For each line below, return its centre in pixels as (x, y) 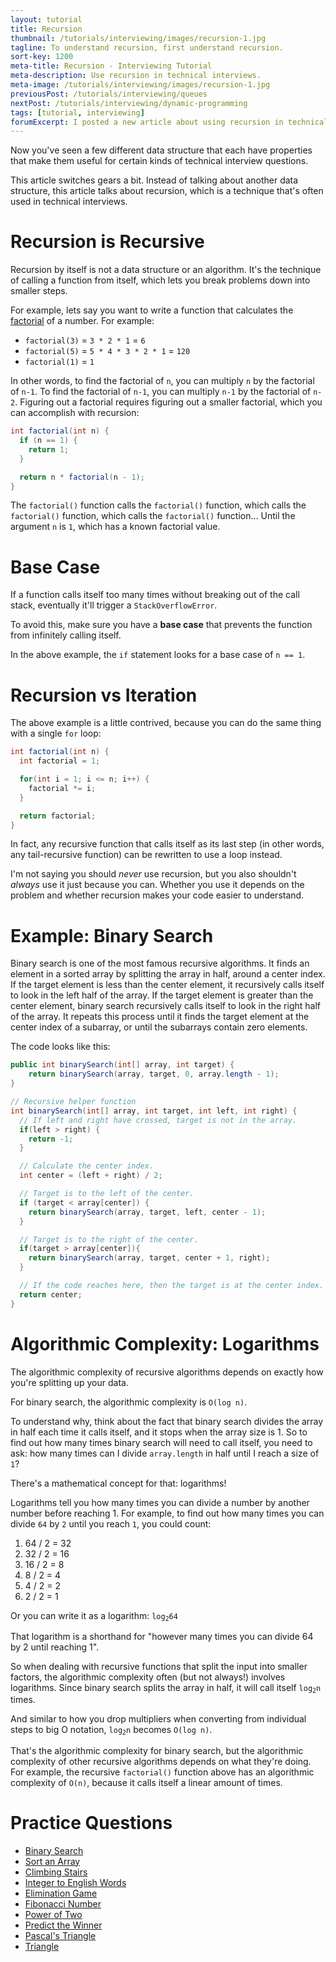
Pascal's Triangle (60, 1935)
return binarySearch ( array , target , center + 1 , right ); (149, 1258)
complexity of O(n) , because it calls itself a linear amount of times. (146, 1782)
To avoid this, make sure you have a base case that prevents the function (161, 625)
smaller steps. (39, 291)
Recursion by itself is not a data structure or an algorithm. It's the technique (166, 270)
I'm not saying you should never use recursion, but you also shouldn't (153, 874)
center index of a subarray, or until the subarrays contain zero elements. (159, 1027)
